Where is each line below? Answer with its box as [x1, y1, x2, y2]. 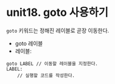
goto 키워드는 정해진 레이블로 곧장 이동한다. [6, 27, 110, 34]
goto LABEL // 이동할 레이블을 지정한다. [6, 60, 99, 67]
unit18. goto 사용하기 [6, 5, 109, 19]
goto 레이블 [15, 40, 44, 47]
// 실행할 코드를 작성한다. [17, 72, 75, 79]
